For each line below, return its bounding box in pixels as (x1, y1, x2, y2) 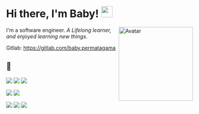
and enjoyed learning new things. (6, 32, 88, 40)
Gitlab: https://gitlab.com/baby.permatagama (6, 44, 116, 51)
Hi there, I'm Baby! (6, 7, 99, 21)
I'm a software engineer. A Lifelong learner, (6, 27, 111, 34)
